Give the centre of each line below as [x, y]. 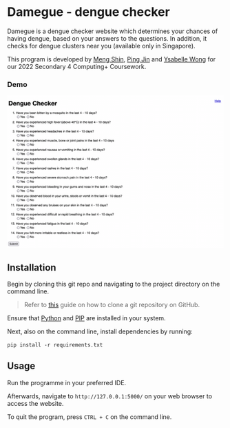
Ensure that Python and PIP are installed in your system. [87, 318]
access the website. [35, 403]
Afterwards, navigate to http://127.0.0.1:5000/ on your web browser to [109, 396]
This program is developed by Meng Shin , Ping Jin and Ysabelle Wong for [112, 59]
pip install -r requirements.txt [55, 345]
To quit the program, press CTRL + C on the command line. [90, 417]
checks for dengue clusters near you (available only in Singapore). [101, 46]
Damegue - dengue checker [88, 12]
